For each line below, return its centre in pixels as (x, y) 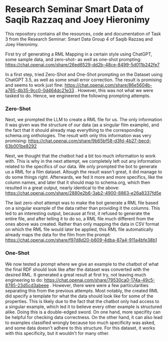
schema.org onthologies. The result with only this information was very (78, 136)
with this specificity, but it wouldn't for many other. (57, 333)
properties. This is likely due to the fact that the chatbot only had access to (82, 301)
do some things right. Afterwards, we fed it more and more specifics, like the (84, 177)
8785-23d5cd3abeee (27, 285)
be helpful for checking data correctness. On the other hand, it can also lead (84, 317)
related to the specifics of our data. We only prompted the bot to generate (81, 167)
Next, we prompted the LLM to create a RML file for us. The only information (84, 120)
